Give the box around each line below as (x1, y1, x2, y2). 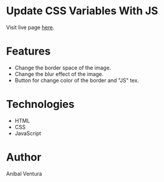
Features (6, 44, 51, 58)
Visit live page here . (6, 24, 54, 31)
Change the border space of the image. (14, 64, 111, 71)
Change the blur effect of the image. (14, 70, 104, 78)
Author (6, 151, 41, 164)
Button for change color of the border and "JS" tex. (14, 76, 139, 84)
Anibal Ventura (6, 170, 43, 177)
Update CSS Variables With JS (6, 4, 159, 18)
